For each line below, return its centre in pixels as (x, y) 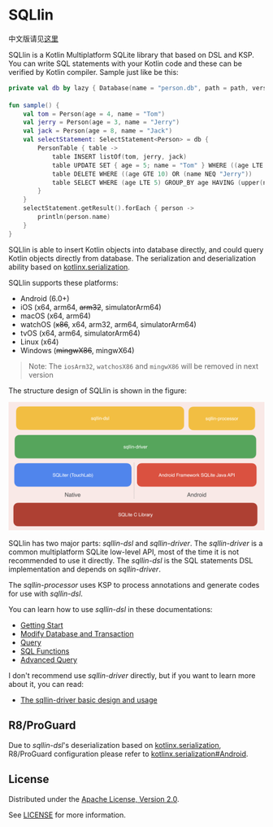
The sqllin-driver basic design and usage (89, 700)
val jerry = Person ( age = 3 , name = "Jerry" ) (102, 123)
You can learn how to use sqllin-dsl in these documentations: (110, 609)
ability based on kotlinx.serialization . (69, 267)
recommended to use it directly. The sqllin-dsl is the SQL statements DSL (131, 560)
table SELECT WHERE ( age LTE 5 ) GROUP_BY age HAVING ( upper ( (158, 182)
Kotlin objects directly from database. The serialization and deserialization (132, 258)
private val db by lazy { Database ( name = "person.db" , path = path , (129, 88)
